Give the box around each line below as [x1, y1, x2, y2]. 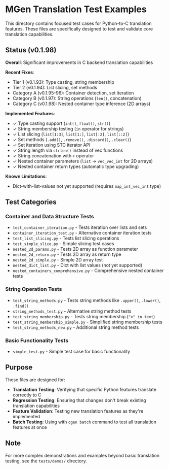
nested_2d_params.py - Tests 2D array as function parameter [12, 246, 138, 252]
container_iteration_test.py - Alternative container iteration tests [12, 230, 152, 236]
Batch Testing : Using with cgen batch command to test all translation [12, 419, 157, 425]
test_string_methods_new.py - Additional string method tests [12, 324, 139, 330]
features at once [12, 424, 47, 430]
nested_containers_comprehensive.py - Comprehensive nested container [12, 267, 164, 274]
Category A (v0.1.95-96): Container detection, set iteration [12, 90, 134, 96]
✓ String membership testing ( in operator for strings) [12, 125, 124, 131]
